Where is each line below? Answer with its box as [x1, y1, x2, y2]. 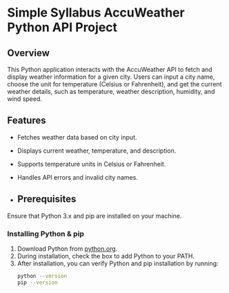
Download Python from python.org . [17, 244, 118, 253]
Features [7, 115, 46, 126]
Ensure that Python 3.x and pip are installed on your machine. [7, 211, 182, 220]
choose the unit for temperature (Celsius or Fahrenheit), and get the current [7, 80, 222, 88]
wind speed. [7, 95, 43, 103]
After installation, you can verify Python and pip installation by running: [17, 259, 219, 267]
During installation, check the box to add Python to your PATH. [17, 252, 195, 260]
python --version [17, 272, 68, 279]
